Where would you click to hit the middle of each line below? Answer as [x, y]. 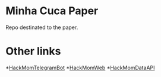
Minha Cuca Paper [52, 11]
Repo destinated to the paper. [42, 27]
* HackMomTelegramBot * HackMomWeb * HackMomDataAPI [80, 68]
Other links [33, 51]
